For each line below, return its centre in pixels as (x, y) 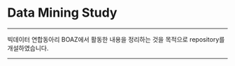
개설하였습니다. (28, 48)
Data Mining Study (62, 13)
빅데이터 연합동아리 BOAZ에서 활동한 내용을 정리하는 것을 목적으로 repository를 (116, 39)
